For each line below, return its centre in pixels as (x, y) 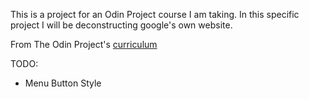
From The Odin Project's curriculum (84, 44)
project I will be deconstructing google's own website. (121, 25)
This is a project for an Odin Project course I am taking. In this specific (155, 14)
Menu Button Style (63, 83)
